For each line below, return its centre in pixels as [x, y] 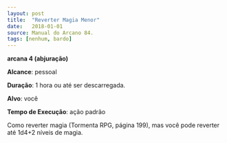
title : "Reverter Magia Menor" [53, 20]
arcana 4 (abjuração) [38, 58]
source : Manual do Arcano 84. [51, 33]
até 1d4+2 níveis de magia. [45, 133]
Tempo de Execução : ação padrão [56, 112]
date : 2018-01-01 [35, 26]
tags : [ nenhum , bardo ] [40, 39]
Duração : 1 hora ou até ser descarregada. [66, 85]
